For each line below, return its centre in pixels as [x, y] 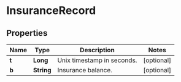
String [42, 70]
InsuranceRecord [51, 11]
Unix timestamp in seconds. [97, 60]
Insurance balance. [85, 70]
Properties [27, 33]
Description [97, 50]
